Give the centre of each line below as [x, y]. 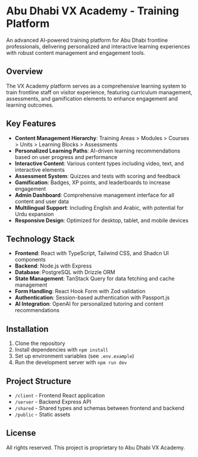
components [30, 260]
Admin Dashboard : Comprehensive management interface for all [94, 195]
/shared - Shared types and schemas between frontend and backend [99, 408]
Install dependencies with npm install [62, 350]
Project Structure [39, 381]
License [21, 433]
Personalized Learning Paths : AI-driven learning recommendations [98, 151]
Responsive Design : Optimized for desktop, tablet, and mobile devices [102, 220]
